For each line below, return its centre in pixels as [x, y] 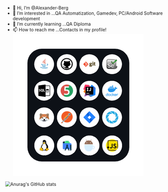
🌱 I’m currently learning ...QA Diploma [52, 24]
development [26, 18]
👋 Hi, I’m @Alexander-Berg [40, 8]
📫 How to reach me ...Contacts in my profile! [59, 30]
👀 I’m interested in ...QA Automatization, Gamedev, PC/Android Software [88, 13]
